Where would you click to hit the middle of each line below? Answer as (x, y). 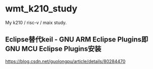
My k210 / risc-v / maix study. (36, 22)
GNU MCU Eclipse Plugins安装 (53, 49)
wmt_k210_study (41, 9)
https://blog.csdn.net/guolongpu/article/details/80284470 (65, 61)
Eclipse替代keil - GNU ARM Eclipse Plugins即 (77, 40)
